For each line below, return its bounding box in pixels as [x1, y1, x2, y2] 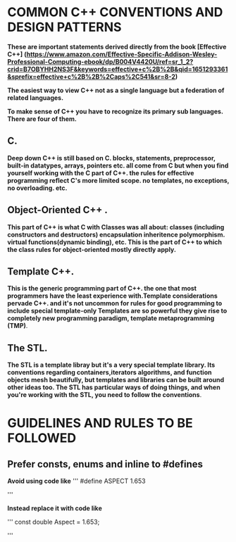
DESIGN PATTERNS [7, 19, 122, 35]
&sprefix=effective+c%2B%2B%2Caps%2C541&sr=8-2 [7, 72, 176, 81]
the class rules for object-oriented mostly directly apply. [7, 245, 176, 253]
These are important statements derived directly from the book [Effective [7, 42, 227, 51]
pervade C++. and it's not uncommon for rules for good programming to [7, 299, 223, 308]
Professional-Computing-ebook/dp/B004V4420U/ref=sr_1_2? [7, 57, 194, 65]
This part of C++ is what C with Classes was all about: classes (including [7, 222, 225, 231]
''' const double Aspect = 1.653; [7, 518, 100, 527]
